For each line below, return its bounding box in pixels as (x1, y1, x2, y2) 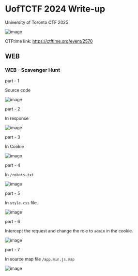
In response (5, 115, 29, 121)
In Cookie (5, 143, 24, 149)
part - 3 (5, 134, 20, 140)
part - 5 (5, 190, 20, 196)
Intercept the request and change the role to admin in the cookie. (5, 228, 133, 233)
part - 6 (5, 218, 20, 224)
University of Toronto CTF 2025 (5, 19, 69, 25)
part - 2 (5, 106, 20, 112)
